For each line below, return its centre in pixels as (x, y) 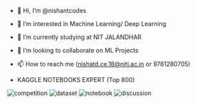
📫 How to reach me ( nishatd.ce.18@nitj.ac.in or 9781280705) (104, 64)
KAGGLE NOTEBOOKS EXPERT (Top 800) (76, 80)
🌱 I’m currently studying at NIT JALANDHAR (79, 37)
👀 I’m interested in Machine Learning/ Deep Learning (92, 24)
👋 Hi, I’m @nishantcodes (51, 11)
